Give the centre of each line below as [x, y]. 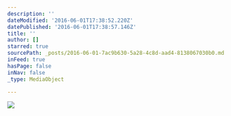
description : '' [31, 14]
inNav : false [26, 72]
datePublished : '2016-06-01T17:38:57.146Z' [72, 27]
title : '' [22, 33]
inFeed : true [26, 60]
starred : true [28, 46]
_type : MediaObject [36, 79]
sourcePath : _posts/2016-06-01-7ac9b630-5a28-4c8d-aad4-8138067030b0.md [116, 53]
